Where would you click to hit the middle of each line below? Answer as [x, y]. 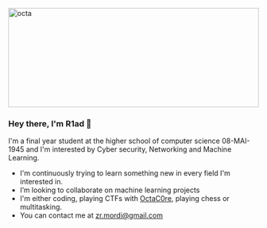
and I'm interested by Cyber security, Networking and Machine [129, 149]
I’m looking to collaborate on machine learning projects [110, 190]
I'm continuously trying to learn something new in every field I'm [125, 173]
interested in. [41, 182]
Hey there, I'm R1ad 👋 [50, 123]
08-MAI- [236, 141]
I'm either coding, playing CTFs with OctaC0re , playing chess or [125, 199]
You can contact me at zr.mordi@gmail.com [91, 215]
